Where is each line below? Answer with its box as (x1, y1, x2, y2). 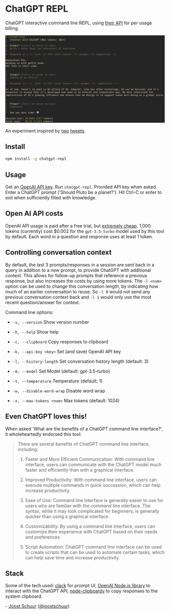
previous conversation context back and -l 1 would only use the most (5, 294, 152, 300)
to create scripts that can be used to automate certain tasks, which (25, 549, 165, 555)
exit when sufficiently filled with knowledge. (5, 195, 97, 201)
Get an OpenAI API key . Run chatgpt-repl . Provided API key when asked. (5, 184, 157, 190)
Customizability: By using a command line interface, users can (25, 523, 155, 529)
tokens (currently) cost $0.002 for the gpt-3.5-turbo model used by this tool (5, 228, 164, 234)
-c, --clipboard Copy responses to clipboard (12, 338, 109, 344)
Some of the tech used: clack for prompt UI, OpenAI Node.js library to (5, 583, 151, 589)
